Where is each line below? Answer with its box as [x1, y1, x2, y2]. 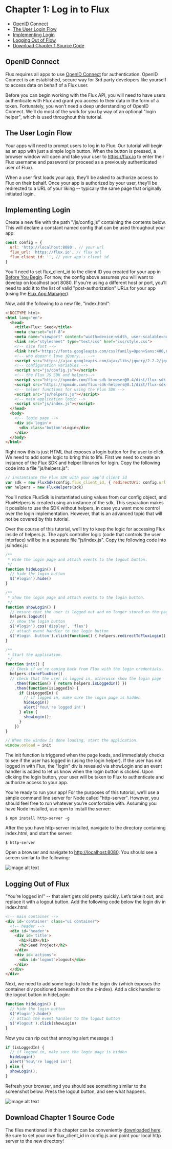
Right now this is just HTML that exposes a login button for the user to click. [5, 449, 165, 455]
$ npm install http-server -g [5, 816, 70, 821]
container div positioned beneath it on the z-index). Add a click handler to [5, 986, 161, 993]
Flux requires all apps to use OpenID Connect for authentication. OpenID [5, 71, 158, 77]
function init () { [5, 662, 45, 667]
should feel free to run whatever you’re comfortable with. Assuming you [5, 800, 157, 806]
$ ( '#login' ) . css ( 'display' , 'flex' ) [10, 624, 88, 629]
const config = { [5, 240, 42, 245]
